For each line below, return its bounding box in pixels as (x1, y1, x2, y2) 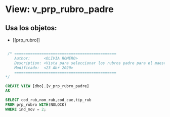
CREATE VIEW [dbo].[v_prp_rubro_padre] (5, 84, 90, 89)
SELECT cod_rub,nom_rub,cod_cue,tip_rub (5, 97, 92, 102)
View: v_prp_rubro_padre (5, 4, 114, 15)
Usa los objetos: (5, 24, 57, 32)
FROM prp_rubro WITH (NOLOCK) (5, 102, 67, 107)
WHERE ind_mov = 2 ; (5, 107, 47, 112)
